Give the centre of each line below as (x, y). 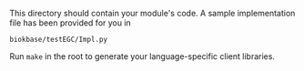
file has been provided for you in (71, 23)
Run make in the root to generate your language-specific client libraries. (142, 56)
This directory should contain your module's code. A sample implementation (152, 13)
